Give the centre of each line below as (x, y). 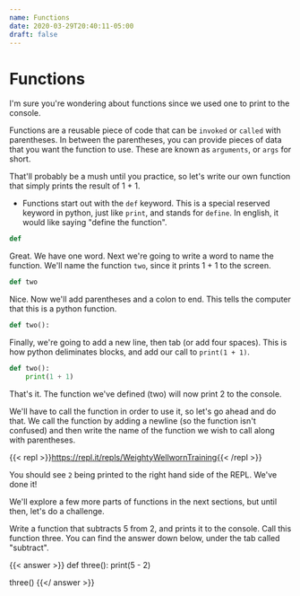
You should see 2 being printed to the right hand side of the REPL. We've (143, 474)
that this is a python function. (63, 309)
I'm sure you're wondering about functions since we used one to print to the (150, 103)
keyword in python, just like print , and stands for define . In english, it (150, 213)
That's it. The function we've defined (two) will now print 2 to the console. (146, 394)
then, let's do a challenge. (57, 511)
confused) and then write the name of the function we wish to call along (142, 430)
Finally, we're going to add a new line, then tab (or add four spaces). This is (148, 342)
